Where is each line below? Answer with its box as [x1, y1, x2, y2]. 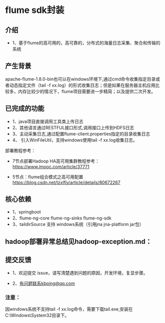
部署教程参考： [5, 147, 36, 154]
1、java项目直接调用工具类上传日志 [12, 118, 84, 124]
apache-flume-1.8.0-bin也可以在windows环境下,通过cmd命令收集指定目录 [5, 76, 156, 82]
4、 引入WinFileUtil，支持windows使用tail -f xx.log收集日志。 [12, 137, 138, 143]
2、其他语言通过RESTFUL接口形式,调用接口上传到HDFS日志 [12, 124, 135, 130]
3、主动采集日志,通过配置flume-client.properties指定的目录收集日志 [12, 131, 150, 137]
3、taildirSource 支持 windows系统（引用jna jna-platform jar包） [12, 221, 144, 227]
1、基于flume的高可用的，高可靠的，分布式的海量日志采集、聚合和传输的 [12, 40, 161, 46]
